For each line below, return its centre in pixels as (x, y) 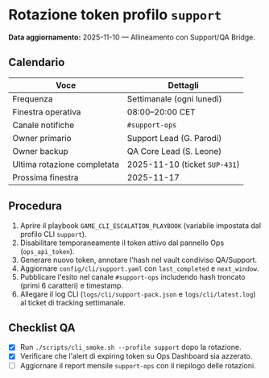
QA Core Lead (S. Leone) (174, 151)
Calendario (37, 62)
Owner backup (40, 151)
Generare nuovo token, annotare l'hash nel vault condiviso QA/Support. (139, 260)
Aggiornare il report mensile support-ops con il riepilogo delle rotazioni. (138, 365)
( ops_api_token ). (47, 251)
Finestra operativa (47, 112)
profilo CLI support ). (53, 234)
